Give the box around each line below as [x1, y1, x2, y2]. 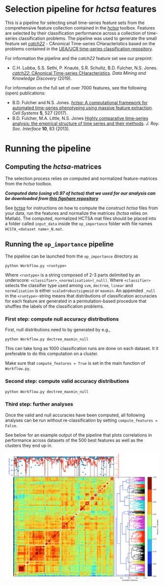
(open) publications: [5, 90, 46, 96]
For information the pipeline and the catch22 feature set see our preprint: [5, 55, 153, 61]
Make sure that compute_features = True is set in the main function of [5, 360, 145, 366]
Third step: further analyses [5, 401, 73, 408]
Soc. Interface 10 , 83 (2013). [12, 125, 70, 131]
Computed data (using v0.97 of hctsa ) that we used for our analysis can [5, 190, 156, 196]
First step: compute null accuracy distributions [5, 316, 119, 322]
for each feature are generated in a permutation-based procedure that [5, 298, 147, 304]
